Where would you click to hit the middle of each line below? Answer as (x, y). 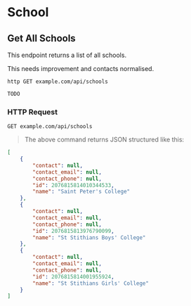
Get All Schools (41, 38)
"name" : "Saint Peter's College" (81, 192)
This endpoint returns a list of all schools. (67, 55)
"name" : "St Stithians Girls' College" (91, 283)
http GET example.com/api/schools (58, 82)
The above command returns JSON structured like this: (104, 140)
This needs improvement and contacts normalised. (81, 69)
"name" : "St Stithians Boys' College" (89, 237)
